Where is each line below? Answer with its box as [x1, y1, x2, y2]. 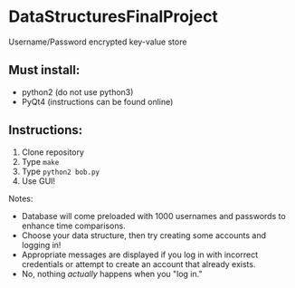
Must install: [8, 62, 81, 78]
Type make [21, 156, 60, 167]
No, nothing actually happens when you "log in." [21, 268, 203, 279]
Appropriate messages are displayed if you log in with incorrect [21, 249, 259, 260]
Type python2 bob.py [21, 166, 100, 177]
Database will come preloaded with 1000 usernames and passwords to [21, 210, 286, 221]
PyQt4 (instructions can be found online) [21, 96, 174, 107]
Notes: [8, 193, 33, 204]
